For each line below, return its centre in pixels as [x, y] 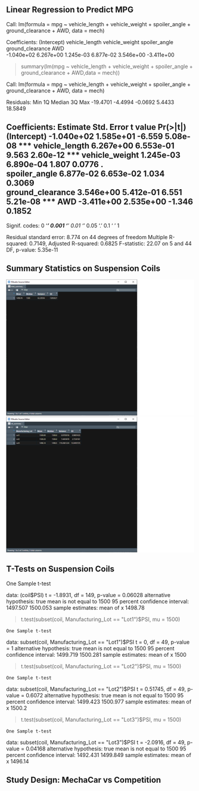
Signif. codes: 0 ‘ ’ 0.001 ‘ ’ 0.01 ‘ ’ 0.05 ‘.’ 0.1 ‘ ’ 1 [63, 225]
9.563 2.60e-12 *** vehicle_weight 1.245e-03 [93, 155]
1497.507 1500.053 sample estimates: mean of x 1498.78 [75, 607]
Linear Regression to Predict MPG [70, 10]
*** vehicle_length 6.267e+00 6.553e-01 [96, 146]
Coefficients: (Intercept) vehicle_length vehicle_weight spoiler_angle [90, 42]
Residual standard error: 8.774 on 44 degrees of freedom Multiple [87, 237]
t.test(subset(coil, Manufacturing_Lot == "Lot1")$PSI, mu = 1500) [100, 619]
